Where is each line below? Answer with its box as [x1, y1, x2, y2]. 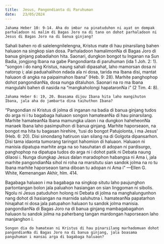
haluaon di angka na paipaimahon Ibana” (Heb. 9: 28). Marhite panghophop [5, 74, 158, 80]
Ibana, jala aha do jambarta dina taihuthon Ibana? [5, 98, 113, 104]
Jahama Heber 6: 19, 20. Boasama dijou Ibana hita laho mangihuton [5, 94, 146, 99]
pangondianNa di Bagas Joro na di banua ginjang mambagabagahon [5, 206, 144, 211]
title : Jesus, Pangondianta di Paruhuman [5, 7, 93, 12]
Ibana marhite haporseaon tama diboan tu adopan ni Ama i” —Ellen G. [5, 165, 146, 171]
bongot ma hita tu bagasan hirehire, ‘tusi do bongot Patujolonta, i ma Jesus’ [5, 128, 158, 134]
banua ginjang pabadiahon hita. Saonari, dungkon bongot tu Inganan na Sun [5, 53, 159, 59]
